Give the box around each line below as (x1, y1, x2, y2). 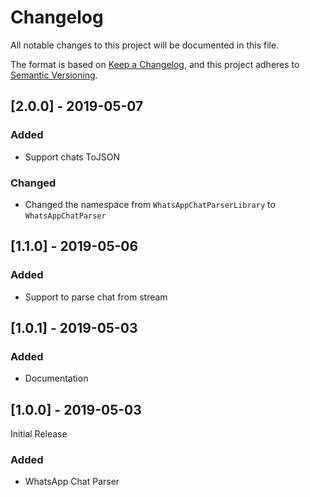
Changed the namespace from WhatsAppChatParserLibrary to (24, 198, 276, 210)
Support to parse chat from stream (24, 291, 168, 303)
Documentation (24, 372, 89, 385)
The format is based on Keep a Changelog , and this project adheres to (10, 58, 300, 70)
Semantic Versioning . (10, 69, 98, 81)
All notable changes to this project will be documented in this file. (10, 39, 280, 51)
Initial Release (10, 428, 68, 440)
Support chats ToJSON (24, 151, 121, 163)
